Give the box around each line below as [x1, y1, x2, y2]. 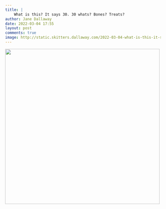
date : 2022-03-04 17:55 [5, 21, 54, 26]
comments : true [5, 30, 37, 35]
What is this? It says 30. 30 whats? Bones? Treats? [14, 12, 125, 17]
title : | [5, 7, 23, 12]
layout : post [5, 26, 32, 31]
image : [5, 35, 19, 40]
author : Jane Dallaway [5, 16, 52, 21]
